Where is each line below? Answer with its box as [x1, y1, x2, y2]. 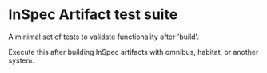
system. [8, 56, 34, 65]
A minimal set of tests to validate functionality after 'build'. [8, 32, 200, 41]
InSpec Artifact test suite [8, 6, 178, 24]
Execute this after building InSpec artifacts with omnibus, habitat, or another [8, 47, 259, 56]
